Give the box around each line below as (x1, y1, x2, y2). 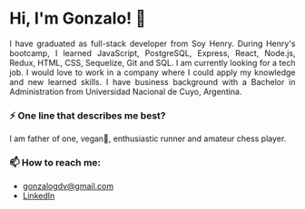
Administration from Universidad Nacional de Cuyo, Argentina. (9, 86, 242, 97)
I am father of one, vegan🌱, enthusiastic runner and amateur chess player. (9, 133, 287, 144)
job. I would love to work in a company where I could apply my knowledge (9, 67, 296, 78)
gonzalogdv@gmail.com (22, 180, 114, 191)
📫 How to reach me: (9, 157, 102, 169)
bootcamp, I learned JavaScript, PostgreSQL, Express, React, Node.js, (9, 47, 296, 58)
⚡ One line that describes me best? (9, 109, 166, 121)
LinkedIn (22, 190, 55, 201)
